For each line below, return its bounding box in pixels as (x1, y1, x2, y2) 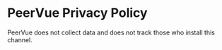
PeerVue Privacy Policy (7, 5, 148, 21)
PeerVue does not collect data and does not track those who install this (7, 28, 216, 37)
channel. (7, 35, 33, 44)
